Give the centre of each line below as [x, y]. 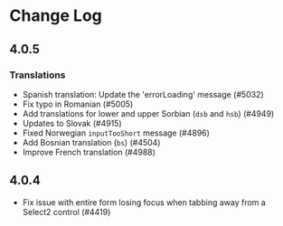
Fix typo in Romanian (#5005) [78, 104]
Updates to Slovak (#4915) [72, 123]
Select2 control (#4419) [66, 212]
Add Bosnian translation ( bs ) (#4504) [91, 142]
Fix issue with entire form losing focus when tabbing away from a [144, 202]
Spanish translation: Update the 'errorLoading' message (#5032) [143, 94]
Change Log [56, 16]
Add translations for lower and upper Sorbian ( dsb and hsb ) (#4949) [148, 113]
